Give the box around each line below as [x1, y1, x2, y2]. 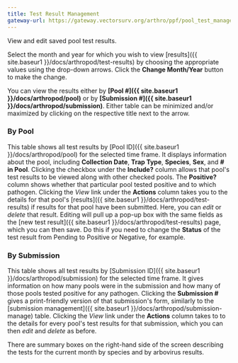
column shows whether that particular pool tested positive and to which [7, 180, 217, 188]
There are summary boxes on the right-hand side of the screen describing [7, 340, 224, 349]
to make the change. [7, 72, 67, 81]
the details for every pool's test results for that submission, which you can [7, 319, 223, 328]
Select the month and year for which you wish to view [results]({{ [7, 50, 198, 59]
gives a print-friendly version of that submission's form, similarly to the [7, 296, 215, 305]
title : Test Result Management [7, 10, 100, 18]
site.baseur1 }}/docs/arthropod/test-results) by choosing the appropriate [7, 57, 220, 66]
